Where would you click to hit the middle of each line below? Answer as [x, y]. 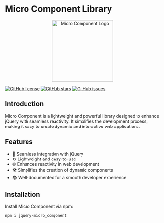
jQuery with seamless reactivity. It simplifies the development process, [77, 121]
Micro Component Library [59, 9]
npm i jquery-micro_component [36, 216]
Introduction [25, 104]
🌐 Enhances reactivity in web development [55, 164]
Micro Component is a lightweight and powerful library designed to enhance [82, 116]
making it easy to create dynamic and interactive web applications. [73, 126]
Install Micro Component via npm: [39, 207]
